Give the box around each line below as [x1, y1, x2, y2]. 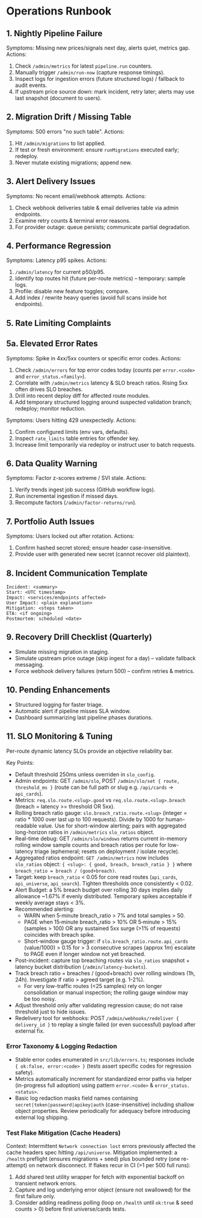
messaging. [14, 661, 44, 668]
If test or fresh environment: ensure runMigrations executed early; [14, 146, 179, 153]
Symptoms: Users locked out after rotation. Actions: [6, 532, 135, 540]
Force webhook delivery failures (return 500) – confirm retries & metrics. [14, 667, 195, 674]
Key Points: [6, 759, 34, 766]
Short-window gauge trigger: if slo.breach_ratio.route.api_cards [23, 937, 188, 945]
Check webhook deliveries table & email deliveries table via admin [14, 204, 179, 211]
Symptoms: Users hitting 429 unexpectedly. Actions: [6, 416, 137, 424]
